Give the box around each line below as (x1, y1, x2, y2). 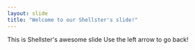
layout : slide (7, 10, 49, 17)
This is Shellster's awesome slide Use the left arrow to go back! (7, 35, 189, 43)
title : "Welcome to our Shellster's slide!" (7, 16, 138, 23)
